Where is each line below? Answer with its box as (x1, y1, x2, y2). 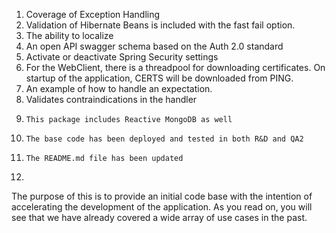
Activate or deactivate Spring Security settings (25, 51, 219, 63)
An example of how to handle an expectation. (25, 83, 213, 94)
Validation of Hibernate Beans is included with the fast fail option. (25, 19, 296, 31)
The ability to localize (25, 30, 114, 41)
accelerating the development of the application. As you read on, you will (11, 201, 313, 213)
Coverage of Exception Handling (25, 9, 161, 20)
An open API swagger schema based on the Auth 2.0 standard (25, 40, 284, 52)
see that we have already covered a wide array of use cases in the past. (11, 212, 308, 223)
